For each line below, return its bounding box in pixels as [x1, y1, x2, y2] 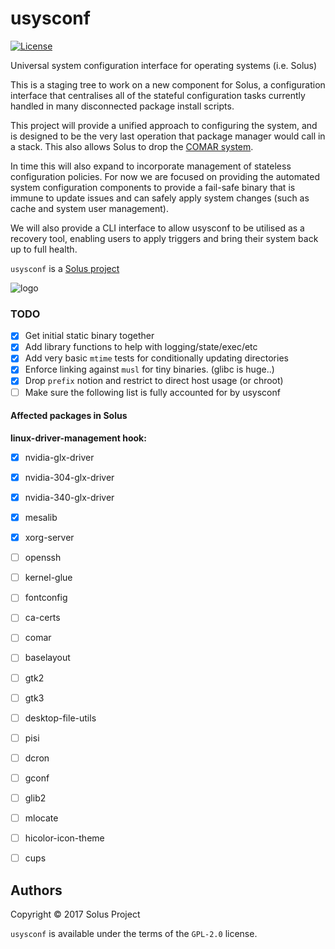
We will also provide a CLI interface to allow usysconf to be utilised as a [10, 222, 305, 234]
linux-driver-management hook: [10, 432, 147, 444]
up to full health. [10, 243, 78, 255]
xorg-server [24, 532, 75, 544]
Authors [10, 882, 63, 899]
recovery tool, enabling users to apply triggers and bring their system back [10, 232, 319, 244]
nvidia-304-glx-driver [24, 471, 115, 483]
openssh [24, 552, 62, 564]
